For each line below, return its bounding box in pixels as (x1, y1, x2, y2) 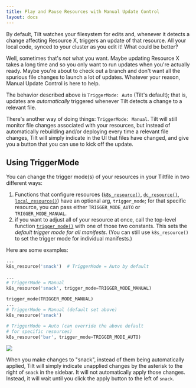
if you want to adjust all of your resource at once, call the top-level (14, 216, 177, 223)
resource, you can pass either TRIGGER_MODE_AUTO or (14, 204, 141, 211)
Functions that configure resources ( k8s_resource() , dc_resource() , (14, 191, 179, 198)
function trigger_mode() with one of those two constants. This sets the (14, 223, 188, 230)
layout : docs (6, 14, 38, 20)
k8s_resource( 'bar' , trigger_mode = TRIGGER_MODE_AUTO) (6, 334, 142, 340)
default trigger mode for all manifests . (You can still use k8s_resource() (14, 229, 189, 236)
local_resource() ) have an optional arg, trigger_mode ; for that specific (14, 197, 187, 204)
